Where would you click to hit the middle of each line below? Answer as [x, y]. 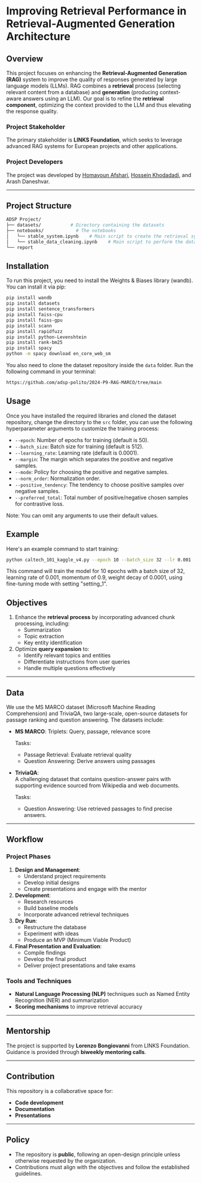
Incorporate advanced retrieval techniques [76, 914]
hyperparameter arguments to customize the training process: [83, 428]
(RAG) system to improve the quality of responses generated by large [92, 79]
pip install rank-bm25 [34, 343]
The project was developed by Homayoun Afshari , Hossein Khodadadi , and [99, 175]
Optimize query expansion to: [52, 649]
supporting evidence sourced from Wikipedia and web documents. [97, 786]
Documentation [35, 1109]
